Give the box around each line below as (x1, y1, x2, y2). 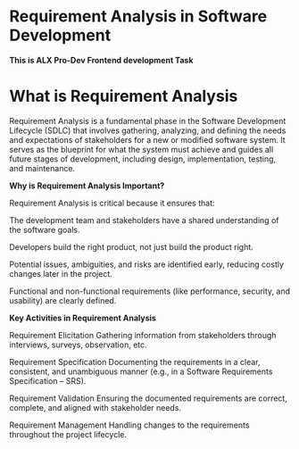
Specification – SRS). (9, 375, 87, 386)
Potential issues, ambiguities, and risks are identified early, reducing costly (9, 259, 284, 270)
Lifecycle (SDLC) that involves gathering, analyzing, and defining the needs (9, 125, 287, 136)
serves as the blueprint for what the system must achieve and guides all (9, 144, 274, 154)
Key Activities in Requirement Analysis (9, 312, 156, 323)
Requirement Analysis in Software (9, 6, 268, 27)
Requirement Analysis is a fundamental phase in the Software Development (9, 115, 287, 126)
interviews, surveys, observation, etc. (9, 339, 147, 350)
